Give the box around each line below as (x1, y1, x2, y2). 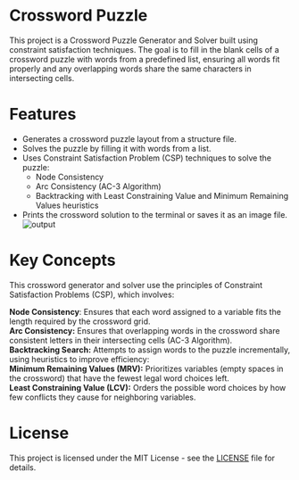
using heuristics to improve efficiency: (9, 353, 150, 364)
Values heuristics (35, 200, 99, 211)
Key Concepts (9, 251, 116, 270)
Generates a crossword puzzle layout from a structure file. (21, 133, 237, 144)
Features (9, 104, 77, 125)
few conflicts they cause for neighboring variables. (9, 392, 196, 402)
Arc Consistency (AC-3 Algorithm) (35, 180, 162, 192)
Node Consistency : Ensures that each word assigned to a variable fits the (9, 306, 281, 317)
